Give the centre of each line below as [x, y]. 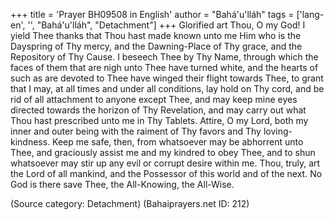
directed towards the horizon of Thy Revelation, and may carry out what [158, 110]
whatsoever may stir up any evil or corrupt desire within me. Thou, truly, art [165, 163]
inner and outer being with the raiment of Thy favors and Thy [136, 131]
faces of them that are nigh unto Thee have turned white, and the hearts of [164, 67]
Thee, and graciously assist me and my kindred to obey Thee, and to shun [163, 152]
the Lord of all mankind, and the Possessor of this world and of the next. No [166, 173]
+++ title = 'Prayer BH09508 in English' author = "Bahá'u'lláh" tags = [152, 14]
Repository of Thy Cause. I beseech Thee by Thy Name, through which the [164, 57]
